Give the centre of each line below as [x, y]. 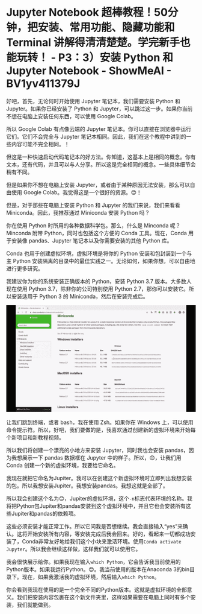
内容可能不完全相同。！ [40, 144]
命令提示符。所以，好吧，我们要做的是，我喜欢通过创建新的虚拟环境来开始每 [101, 430]
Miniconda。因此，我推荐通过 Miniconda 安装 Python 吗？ [78, 212]
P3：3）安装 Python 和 [115, 58]
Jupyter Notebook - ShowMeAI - [89, 71]
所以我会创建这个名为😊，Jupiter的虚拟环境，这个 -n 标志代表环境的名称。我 [99, 499]
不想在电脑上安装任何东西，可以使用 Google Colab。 [71, 116]
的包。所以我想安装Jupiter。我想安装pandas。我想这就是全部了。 [87, 486]
